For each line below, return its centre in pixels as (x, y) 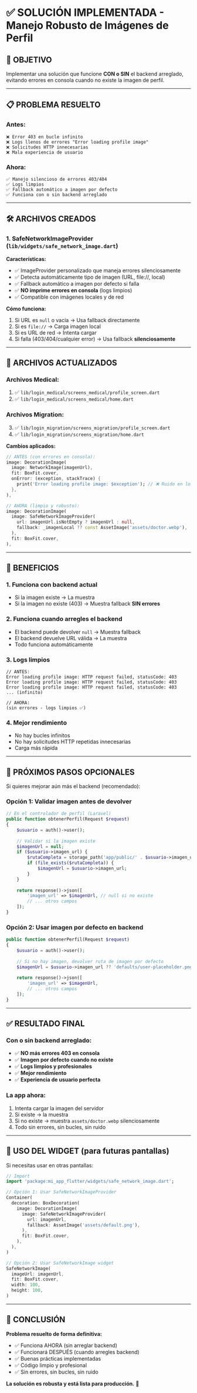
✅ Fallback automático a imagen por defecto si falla (77, 283)
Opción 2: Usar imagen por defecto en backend (75, 927)
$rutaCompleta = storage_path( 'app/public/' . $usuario (97, 858)
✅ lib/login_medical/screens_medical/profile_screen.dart (87, 392)
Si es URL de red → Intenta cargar (55, 332)
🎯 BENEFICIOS (33, 568)
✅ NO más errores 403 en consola (57, 1053)
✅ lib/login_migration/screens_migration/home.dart (79, 434)
